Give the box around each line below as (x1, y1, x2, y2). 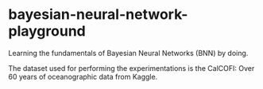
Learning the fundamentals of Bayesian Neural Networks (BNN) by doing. (8, 48, 249, 57)
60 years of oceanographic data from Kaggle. (8, 72, 158, 81)
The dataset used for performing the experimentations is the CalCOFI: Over (8, 63, 255, 72)
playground (8, 22, 86, 40)
